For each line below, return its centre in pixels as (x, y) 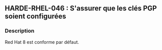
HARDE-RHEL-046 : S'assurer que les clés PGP (81, 8)
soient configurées (36, 17)
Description (20, 31)
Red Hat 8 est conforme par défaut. (42, 42)
